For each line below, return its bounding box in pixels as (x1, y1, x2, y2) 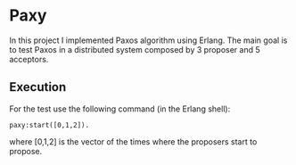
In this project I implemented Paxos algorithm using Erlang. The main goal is (9, 35, 288, 45)
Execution (9, 79, 67, 95)
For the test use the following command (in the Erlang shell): (9, 103, 231, 114)
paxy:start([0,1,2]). (9, 120, 90, 129)
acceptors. (9, 54, 49, 64)
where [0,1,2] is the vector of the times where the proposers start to (9, 136, 258, 147)
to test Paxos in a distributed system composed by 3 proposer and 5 (9, 44, 260, 54)
